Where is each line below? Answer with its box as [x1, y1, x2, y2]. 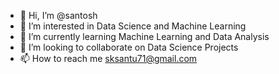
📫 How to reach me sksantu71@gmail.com [19, 53, 198, 64]
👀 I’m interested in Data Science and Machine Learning [19, 20, 247, 32]
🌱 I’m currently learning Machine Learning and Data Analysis [19, 31, 270, 42]
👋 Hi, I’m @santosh [19, 10, 98, 21]
